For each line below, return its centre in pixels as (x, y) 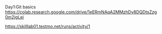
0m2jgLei (15, 17)
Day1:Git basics (20, 7)
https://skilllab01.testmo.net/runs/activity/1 (48, 26)
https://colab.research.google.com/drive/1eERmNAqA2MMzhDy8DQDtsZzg (81, 12)
